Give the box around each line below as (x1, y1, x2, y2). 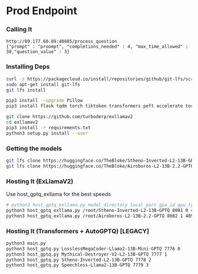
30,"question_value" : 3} (6, 49, 70, 55)
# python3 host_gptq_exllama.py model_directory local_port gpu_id (6, 202, 176, 208)
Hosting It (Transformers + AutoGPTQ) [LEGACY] (6, 227, 149, 235)
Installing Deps (6, 63, 50, 71)
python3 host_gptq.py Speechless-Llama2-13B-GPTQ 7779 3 (6, 262, 149, 268)
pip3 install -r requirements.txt (6, 125, 91, 131)
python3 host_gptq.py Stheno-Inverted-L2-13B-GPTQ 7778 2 (6, 257, 151, 263)
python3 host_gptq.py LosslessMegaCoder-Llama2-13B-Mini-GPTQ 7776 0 (6, 246, 181, 252)
